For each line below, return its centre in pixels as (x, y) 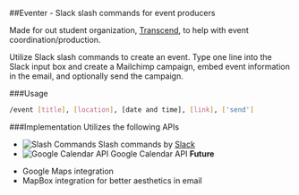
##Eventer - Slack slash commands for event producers (112, 13)
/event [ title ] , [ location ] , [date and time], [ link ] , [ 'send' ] (132, 110)
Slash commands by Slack (146, 144)
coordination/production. (55, 40)
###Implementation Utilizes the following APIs (94, 127)
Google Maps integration (68, 171)
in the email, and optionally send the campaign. (96, 76)
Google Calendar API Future (162, 153)
